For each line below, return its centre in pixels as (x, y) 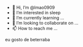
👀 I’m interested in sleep (36, 13)
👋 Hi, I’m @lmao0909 (33, 8)
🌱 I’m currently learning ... (38, 18)
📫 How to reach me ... (35, 28)
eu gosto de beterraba (28, 39)
